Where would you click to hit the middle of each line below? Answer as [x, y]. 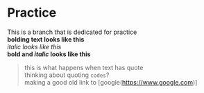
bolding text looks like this [46, 39]
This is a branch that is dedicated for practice [72, 32]
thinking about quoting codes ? [67, 75]
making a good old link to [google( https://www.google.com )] [111, 82]
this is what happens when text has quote [84, 67]
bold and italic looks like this [49, 54]
